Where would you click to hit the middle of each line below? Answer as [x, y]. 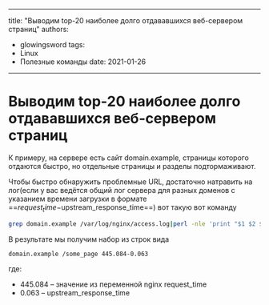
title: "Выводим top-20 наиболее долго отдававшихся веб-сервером [126, 20]
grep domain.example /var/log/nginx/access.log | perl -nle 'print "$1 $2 [132, 224]
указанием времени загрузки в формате [78, 199]
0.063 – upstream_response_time [75, 293]
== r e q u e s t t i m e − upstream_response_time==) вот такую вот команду [123, 208]
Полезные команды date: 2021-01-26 [83, 62]
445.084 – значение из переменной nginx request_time [113, 284]
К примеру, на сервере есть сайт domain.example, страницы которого [129, 158]
